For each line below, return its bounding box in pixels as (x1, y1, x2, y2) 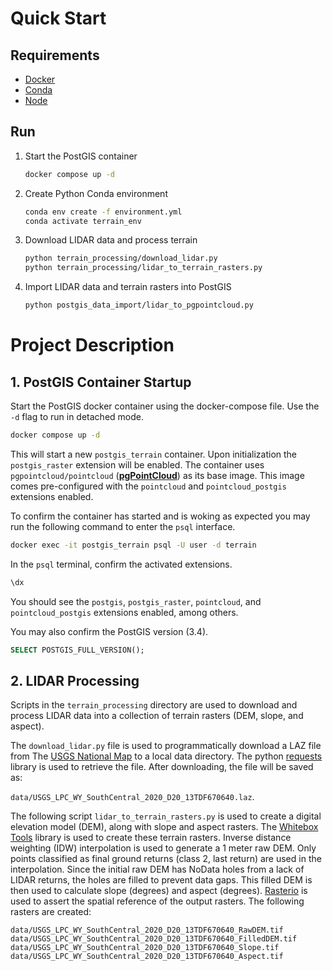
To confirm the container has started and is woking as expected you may (10, 510, 311, 522)
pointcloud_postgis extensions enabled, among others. (10, 606, 239, 618)
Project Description (10, 334, 175, 357)
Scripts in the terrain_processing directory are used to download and (10, 699, 298, 711)
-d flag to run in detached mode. (10, 411, 144, 423)
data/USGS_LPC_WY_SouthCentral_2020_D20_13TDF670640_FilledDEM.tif (10, 934, 298, 944)
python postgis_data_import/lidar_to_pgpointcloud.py (24, 300, 254, 311)
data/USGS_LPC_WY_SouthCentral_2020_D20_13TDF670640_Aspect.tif (10, 952, 284, 962)
